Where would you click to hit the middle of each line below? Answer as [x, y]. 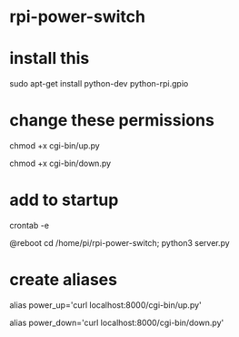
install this [50, 59]
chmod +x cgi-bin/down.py [60, 163]
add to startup [64, 200]
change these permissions [112, 121]
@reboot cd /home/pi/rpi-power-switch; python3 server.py [119, 243]
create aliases [64, 280]
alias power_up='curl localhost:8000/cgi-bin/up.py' [105, 305]
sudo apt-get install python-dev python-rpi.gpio [99, 84]
